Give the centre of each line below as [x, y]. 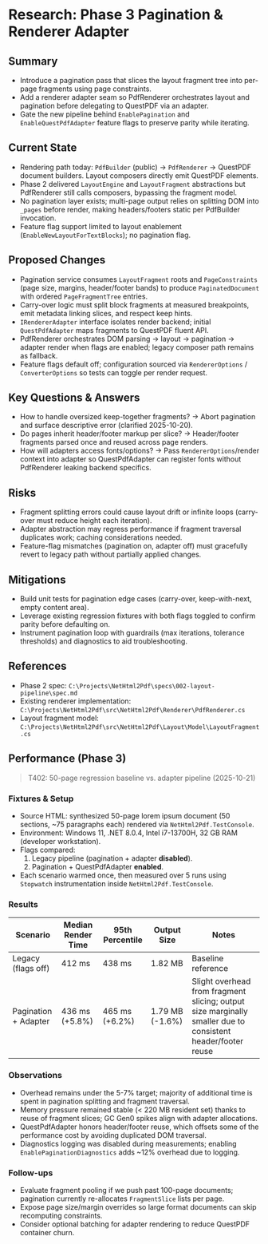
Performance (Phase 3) [67, 759]
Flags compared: [47, 850]
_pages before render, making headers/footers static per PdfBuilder [130, 209]
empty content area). [54, 608]
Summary [33, 61]
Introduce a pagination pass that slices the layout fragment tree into [131, 80]
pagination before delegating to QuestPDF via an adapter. [114, 106]
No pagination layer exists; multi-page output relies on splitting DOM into [139, 200]
